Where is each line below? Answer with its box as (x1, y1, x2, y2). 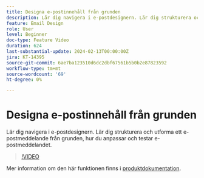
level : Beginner (6, 32, 47, 38)
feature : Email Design (6, 20, 64, 26)
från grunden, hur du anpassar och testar (49, 135, 154, 142)
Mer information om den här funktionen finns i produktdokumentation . (6, 165, 181, 172)
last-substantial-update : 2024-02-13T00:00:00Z (6, 49, 129, 55)
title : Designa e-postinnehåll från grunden (6, 9, 121, 15)
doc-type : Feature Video (6, 37, 69, 43)
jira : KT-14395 (6, 54, 45, 60)
